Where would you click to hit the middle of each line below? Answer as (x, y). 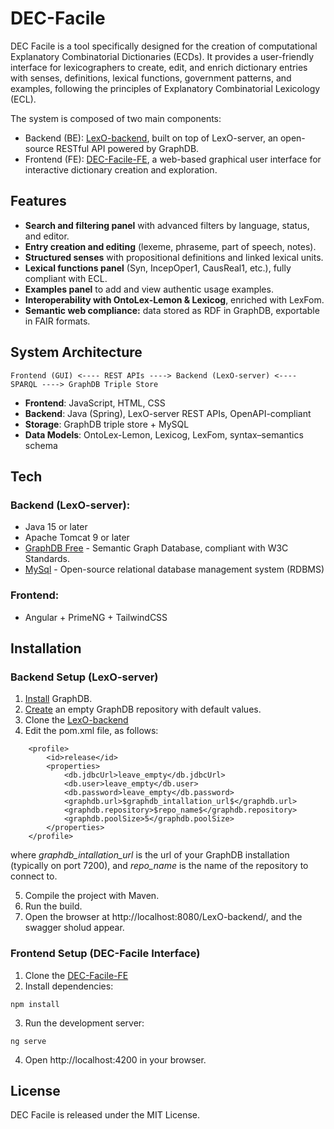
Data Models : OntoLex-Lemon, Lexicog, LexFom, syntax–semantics (164, 434)
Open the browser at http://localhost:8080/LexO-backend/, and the (163, 917)
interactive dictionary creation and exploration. (121, 169)
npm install (35, 1004)
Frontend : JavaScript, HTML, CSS (95, 403)
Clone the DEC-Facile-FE (76, 975)
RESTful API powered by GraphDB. (127, 148)
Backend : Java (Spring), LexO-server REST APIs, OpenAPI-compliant (168, 413)
